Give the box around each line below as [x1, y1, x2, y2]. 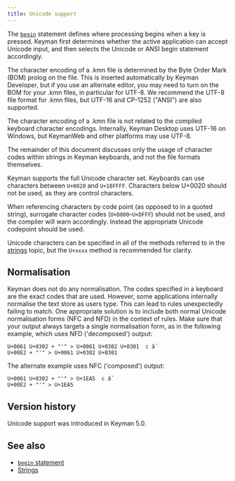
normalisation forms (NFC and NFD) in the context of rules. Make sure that [7, 314, 222, 323]
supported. [7, 103, 39, 111]
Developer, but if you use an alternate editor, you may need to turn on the [7, 80, 220, 89]
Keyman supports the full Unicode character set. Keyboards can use [7, 174, 205, 182]
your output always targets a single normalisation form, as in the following [7, 322, 221, 331]
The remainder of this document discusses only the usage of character [7, 145, 213, 153]
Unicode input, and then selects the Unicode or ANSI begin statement [7, 44, 209, 53]
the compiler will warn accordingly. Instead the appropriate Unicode [7, 217, 203, 226]
